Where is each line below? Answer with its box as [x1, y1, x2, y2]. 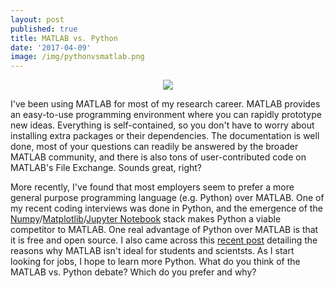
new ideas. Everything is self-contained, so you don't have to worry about [10, 119, 315, 131]
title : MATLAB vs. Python [10, 33, 118, 43]
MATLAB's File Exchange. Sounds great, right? [10, 162, 202, 174]
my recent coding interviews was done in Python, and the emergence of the [10, 202, 323, 215]
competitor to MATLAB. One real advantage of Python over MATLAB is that [10, 224, 319, 236]
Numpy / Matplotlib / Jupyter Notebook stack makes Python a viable [10, 213, 282, 225]
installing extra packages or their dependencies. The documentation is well [10, 130, 320, 142]
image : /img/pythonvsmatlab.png [10, 52, 145, 62]
